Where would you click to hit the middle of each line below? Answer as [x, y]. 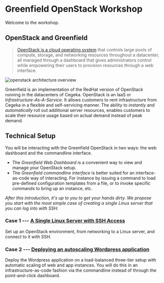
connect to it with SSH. [28, 237]
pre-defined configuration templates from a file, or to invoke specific [81, 183]
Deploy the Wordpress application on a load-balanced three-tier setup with [81, 260]
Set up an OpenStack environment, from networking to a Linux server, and [80, 231]
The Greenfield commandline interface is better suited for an [73, 173]
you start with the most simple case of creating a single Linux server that [79, 203]
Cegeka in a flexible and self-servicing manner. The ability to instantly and [80, 105]
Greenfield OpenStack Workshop [74, 9]
